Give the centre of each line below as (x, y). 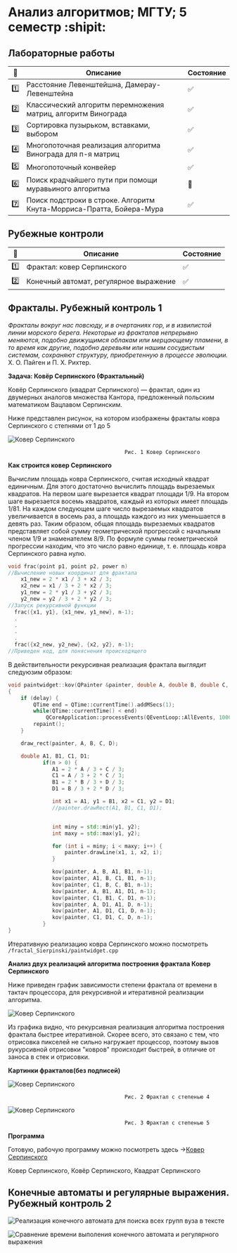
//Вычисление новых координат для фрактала (73, 573)
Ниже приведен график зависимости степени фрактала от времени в (113, 985)
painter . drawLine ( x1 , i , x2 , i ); (113, 852)
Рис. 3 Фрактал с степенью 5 (167, 1123)
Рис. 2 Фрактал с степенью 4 (167, 1097)
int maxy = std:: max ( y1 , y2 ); (96, 833)
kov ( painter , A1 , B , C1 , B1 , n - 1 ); (104, 878)
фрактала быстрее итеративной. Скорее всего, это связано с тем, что (114, 1034)
